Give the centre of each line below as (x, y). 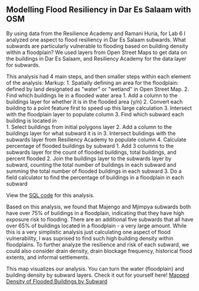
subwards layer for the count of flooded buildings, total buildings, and (91, 152)
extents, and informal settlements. (48, 257)
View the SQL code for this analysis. (50, 195)
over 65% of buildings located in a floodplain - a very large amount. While (97, 226)
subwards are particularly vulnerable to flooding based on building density (97, 46)
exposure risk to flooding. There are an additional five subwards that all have (100, 219)
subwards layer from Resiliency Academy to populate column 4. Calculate (96, 140)
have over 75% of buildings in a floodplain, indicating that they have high (95, 213)
